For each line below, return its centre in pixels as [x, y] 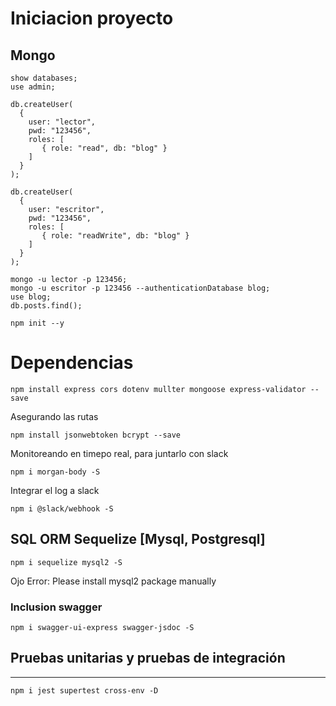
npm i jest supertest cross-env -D [84, 690]
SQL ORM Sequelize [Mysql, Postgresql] [138, 539]
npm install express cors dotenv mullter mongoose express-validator [158, 389]
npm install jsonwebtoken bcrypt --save [96, 435]
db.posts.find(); [46, 306]
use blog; [31, 297]
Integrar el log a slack [55, 490]
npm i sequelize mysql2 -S [66, 562]
